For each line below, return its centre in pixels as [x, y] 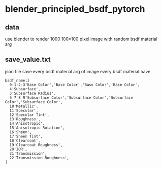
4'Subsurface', [25, 89]
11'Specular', [24, 111]
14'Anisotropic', [27, 123]
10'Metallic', [24, 106]
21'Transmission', [29, 153]
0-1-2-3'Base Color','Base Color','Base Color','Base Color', [75, 84]
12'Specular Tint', [30, 115]
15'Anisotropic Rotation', [37, 128]
